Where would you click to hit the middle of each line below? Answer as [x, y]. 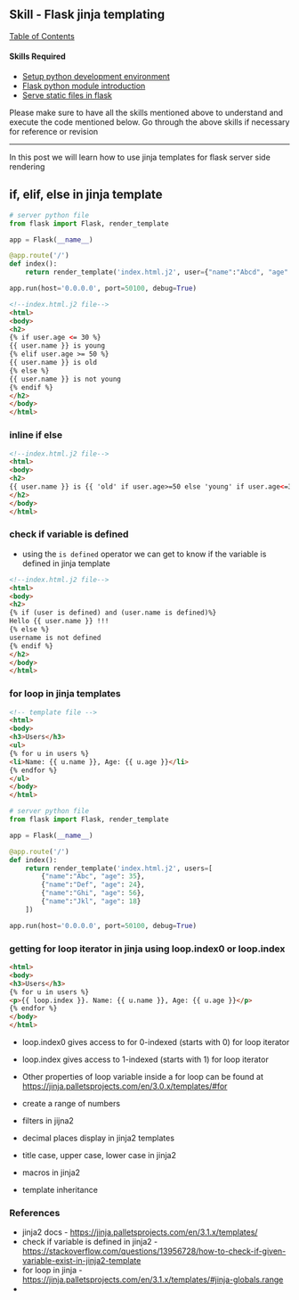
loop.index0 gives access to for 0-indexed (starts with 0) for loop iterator [156, 1042]
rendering [27, 167]
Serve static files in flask [67, 95]
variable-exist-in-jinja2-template [81, 1261]
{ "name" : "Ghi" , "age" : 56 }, [93, 893]
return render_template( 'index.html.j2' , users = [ [119, 868]
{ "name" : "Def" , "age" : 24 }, [93, 885]
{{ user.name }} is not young [65, 379]
